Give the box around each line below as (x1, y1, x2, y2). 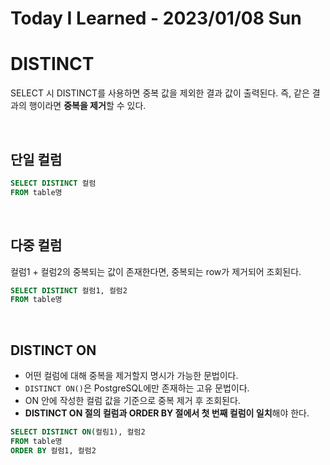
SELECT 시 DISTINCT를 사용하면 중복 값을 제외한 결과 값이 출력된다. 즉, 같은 (10, 87, 310, 99)
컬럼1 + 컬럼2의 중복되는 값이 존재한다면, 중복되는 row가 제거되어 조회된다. (10, 265, 302, 277)
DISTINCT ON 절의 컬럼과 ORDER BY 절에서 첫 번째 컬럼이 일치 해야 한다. (24, 407, 310, 419)
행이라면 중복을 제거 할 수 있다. (28, 100, 147, 112)
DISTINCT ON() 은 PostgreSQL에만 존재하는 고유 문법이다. (24, 382, 250, 394)
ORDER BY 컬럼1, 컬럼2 (10, 445, 97, 456)
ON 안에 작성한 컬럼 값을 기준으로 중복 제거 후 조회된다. (24, 395, 241, 407)
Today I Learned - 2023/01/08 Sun (10, 7, 302, 30)
